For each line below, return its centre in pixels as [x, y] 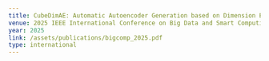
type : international [43, 45]
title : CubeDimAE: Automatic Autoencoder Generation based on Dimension [132, 15]
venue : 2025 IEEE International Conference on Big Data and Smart [121, 23]
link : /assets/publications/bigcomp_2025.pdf [85, 38]
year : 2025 [26, 30]
